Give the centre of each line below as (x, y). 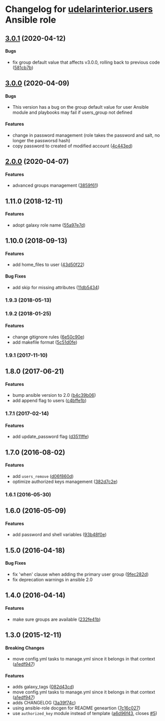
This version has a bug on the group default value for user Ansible (80, 107)
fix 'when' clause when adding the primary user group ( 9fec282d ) (80, 574)
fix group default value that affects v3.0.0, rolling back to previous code (86, 62)
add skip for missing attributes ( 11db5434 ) (56, 287)
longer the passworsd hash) (41, 140)
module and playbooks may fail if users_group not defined (72, 112)
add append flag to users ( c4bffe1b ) (49, 401)
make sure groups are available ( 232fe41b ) (56, 619)
